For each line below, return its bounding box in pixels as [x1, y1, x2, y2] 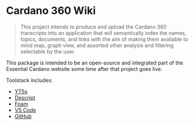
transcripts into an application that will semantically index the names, [20, 29, 187, 36]
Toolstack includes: [6, 77, 53, 84]
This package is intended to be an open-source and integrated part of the [6, 59, 183, 66]
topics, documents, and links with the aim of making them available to [20, 35, 189, 42]
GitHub [14, 112, 32, 120]
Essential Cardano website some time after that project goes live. [6, 65, 162, 72]
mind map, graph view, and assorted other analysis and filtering [20, 42, 174, 49]
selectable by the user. [20, 48, 75, 55]
